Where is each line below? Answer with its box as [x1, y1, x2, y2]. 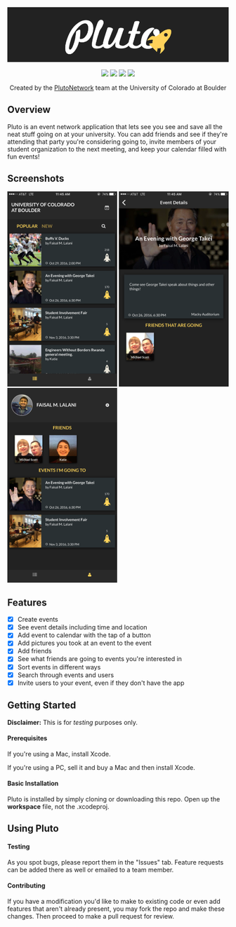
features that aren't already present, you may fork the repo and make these [7, 905, 225, 913]
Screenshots [7, 173, 65, 185]
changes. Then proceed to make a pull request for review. [7, 912, 174, 920]
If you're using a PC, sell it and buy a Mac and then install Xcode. [7, 763, 195, 771]
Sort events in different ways [17, 662, 101, 671]
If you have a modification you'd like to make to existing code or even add [7, 897, 221, 905]
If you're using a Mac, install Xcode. [7, 749, 111, 758]
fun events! [7, 152, 40, 161]
